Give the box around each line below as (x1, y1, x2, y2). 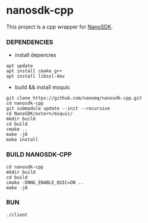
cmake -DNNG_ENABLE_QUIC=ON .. (6, 179, 84, 186)
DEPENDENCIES (6, 38, 53, 46)
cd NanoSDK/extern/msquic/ (6, 111, 73, 117)
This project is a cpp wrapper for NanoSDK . (6, 23, 113, 30)
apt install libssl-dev (6, 74, 65, 79)
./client (6, 212, 28, 218)
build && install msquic (14, 84, 71, 91)
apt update (6, 63, 33, 69)
